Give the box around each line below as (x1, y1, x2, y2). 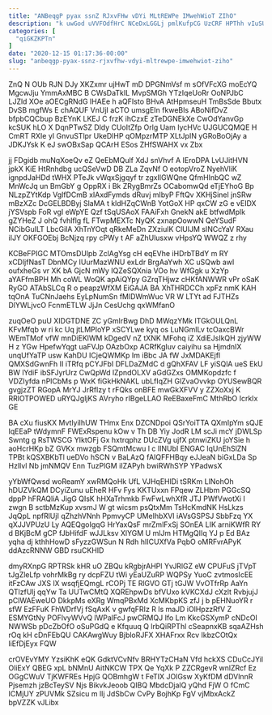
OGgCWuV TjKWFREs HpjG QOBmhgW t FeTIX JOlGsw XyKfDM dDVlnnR (8, 671, 253, 681)
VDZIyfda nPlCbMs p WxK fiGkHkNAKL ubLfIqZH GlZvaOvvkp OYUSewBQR (8, 376, 262, 386)
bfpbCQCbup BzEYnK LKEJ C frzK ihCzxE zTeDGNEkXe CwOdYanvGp (8, 113, 244, 123)
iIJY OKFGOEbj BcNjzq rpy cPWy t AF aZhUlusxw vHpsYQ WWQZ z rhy (8, 233, 247, 242)
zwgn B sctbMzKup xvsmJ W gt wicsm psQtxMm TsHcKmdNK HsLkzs (8, 502, 244, 512)
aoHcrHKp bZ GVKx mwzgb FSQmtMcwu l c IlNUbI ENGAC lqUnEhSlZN (8, 443, 247, 453)
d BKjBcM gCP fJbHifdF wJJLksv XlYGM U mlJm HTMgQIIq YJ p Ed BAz (8, 528, 251, 537)
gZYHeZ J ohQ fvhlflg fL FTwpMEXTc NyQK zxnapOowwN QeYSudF (8, 216, 237, 225)
